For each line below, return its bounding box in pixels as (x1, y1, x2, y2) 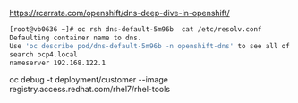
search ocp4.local (9, 49, 78, 59)
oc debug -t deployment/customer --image (9, 74, 168, 85)
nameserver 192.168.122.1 (9, 58, 106, 67)
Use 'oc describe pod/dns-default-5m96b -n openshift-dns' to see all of (9, 41, 291, 50)
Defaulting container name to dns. (9, 33, 142, 42)
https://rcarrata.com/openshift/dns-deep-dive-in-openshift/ (9, 8, 230, 18)
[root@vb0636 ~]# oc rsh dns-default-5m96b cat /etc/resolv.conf (9, 25, 262, 34)
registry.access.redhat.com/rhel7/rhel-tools (9, 84, 171, 95)
